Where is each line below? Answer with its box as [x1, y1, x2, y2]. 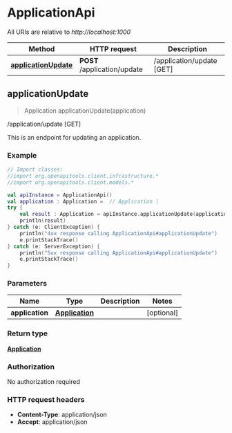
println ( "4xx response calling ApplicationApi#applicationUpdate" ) [19, 230, 217, 237]
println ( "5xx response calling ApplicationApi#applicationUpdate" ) [19, 249, 217, 257]
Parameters [7, 279, 47, 288]
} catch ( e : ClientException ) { [7, 223, 100, 231]
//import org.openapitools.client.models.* [7, 178, 135, 186]
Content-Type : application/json [17, 410, 107, 419]
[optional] [146, 308, 178, 317]
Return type [7, 329, 48, 338]
